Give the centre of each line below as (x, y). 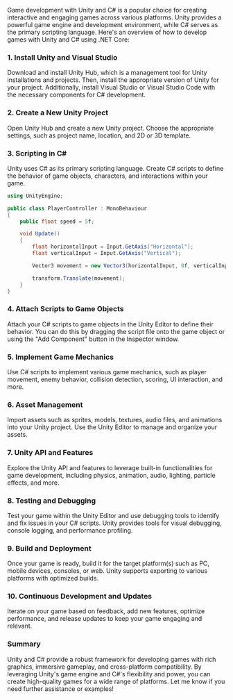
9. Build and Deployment (49, 548)
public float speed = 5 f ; (57, 222)
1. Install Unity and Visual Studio (62, 57)
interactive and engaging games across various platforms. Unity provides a (114, 17)
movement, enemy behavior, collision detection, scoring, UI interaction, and (115, 379)
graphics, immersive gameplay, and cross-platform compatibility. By (105, 667)
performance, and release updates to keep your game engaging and (105, 619)
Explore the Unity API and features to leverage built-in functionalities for (110, 467)
